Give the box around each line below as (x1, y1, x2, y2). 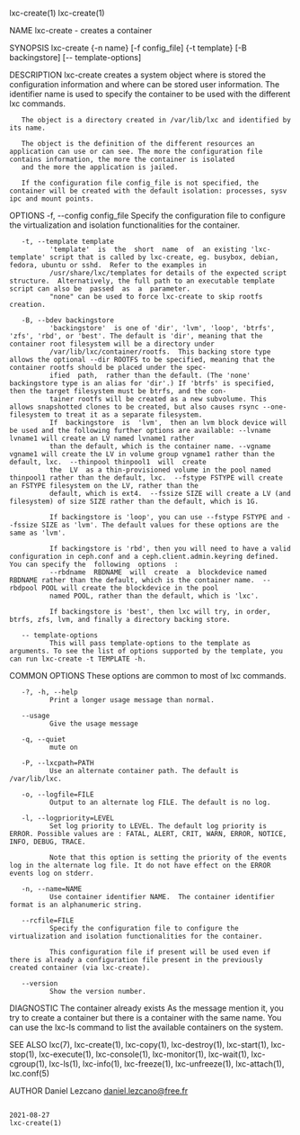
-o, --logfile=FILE (21, 790, 94, 799)
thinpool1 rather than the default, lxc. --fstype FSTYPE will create (9, 473, 283, 482)
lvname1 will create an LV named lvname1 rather (9, 434, 195, 443)
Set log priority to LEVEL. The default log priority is (49, 822, 268, 831)
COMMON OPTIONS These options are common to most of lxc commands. (9, 671, 287, 680)
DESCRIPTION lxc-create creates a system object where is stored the (9, 69, 267, 80)
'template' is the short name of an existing (49, 245, 247, 254)
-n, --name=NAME (21, 885, 83, 894)
